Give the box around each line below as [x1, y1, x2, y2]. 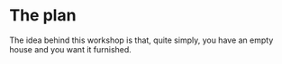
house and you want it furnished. [9, 44, 132, 54]
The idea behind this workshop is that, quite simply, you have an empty [9, 35, 274, 45]
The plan [9, 5, 77, 26]
